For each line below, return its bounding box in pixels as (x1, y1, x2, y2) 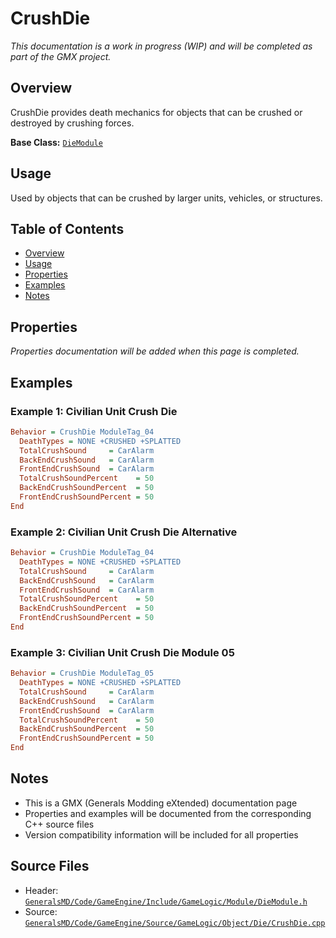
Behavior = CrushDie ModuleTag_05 (10, 668, 155, 679)
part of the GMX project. (10, 50, 112, 62)
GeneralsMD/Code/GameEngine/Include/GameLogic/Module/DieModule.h (24, 897, 308, 907)
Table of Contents (10, 220, 125, 237)
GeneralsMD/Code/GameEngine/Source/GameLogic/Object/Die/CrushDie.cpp (24, 918, 326, 928)
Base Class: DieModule (10, 136, 103, 148)
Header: (24, 884, 59, 896)
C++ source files (24, 818, 95, 830)
